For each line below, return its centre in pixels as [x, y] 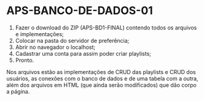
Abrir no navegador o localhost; [55, 47]
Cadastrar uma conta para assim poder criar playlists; [83, 53]
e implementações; [40, 34]
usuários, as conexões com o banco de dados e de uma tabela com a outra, [102, 78]
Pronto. [25, 60]
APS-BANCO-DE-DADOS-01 [80, 11]
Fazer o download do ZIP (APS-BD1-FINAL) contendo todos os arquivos [106, 28]
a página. [18, 91]
